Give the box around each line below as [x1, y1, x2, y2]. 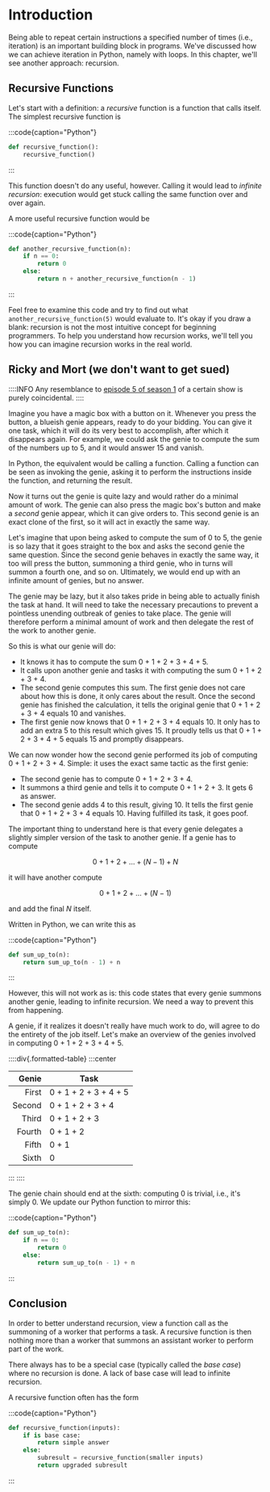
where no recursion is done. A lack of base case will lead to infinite [8, 1368, 231, 1378]
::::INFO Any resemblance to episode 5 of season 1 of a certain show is [8, 384, 243, 393]
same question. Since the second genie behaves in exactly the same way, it [8, 549, 260, 559]
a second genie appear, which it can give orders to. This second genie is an [8, 508, 260, 518]
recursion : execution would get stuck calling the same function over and [8, 189, 248, 199]
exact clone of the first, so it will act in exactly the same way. [8, 517, 210, 527]
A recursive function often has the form [8, 1392, 139, 1402]
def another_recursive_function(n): [8, 245, 131, 253]
